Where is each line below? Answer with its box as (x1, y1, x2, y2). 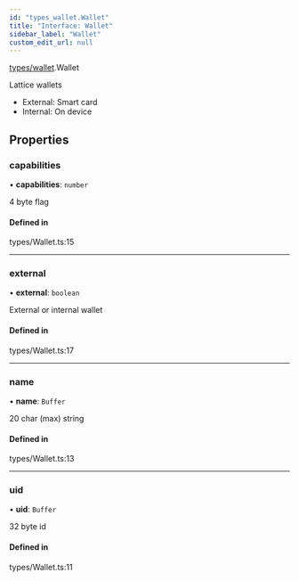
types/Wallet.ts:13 (9, 454, 75, 464)
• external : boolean (9, 287, 80, 299)
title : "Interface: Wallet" (9, 21, 114, 30)
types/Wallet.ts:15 (9, 237, 75, 248)
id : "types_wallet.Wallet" (9, 12, 109, 22)
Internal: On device (21, 106, 93, 117)
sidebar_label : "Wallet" (9, 29, 101, 38)
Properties (9, 132, 69, 147)
